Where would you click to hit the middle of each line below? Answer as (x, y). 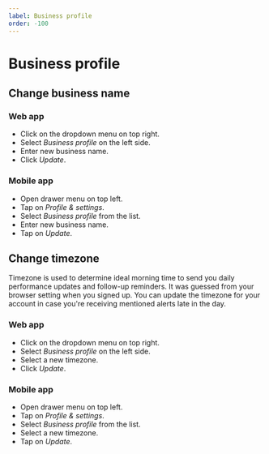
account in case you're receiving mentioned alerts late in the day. (117, 304)
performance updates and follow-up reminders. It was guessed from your (131, 287)
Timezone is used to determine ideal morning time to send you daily (122, 278)
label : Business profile (50, 16)
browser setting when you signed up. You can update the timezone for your (134, 295)
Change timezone (54, 259)
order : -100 (28, 24)
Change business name (69, 94)
